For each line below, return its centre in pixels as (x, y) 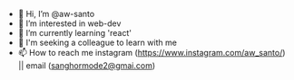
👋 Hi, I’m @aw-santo (56, 14)
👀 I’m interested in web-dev (69, 23)
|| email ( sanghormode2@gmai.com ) (87, 66)
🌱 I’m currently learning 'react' (74, 33)
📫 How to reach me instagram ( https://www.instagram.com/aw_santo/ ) (152, 53)
